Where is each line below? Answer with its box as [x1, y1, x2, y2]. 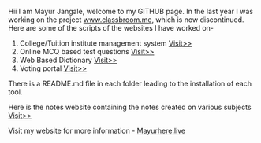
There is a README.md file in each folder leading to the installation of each [8, 79, 252, 88]
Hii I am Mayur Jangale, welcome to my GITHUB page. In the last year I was [8, 7, 254, 16]
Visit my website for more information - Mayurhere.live [8, 126, 186, 135]
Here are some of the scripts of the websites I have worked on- [8, 24, 214, 32]
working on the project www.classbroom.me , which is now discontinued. [8, 15, 244, 24]
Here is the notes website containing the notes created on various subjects [8, 102, 252, 112]
